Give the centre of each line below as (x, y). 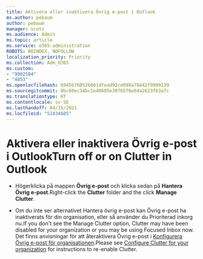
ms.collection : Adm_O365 (38, 62)
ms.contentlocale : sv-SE (38, 102)
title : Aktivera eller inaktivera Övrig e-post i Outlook (81, 12)
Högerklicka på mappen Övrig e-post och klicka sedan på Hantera (99, 186)
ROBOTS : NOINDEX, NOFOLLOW (40, 52)
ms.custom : (20, 68)
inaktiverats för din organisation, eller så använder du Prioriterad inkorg (104, 217)
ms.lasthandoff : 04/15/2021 (42, 108)
